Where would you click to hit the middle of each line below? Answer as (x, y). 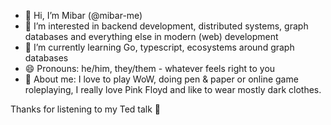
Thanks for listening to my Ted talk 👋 (86, 109)
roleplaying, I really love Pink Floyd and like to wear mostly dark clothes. (173, 89)
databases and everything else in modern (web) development (151, 36)
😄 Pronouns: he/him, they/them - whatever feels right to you (150, 68)
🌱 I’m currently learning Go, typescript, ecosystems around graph (159, 47)
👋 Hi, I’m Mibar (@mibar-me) (83, 15)
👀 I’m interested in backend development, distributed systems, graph (166, 26)
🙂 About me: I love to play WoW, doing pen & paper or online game (161, 79)
